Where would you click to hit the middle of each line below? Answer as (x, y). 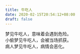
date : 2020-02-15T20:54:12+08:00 (40, 14)
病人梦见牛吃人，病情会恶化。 (36, 46)
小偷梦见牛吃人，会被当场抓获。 (38, 40)
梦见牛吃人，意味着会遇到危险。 (38, 34)
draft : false (19, 19)
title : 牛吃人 (19, 10)
